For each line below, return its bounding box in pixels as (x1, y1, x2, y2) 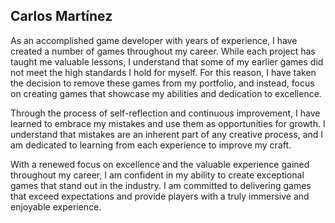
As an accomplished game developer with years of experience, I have (10, 34, 298, 46)
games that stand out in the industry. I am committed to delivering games (10, 179, 312, 191)
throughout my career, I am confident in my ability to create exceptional (10, 169, 305, 181)
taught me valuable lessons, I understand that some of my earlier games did (10, 55, 324, 68)
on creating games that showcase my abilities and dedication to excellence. (10, 87, 322, 99)
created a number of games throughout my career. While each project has (10, 45, 316, 57)
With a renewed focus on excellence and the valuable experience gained (10, 158, 310, 170)
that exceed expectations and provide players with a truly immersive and (10, 190, 310, 202)
